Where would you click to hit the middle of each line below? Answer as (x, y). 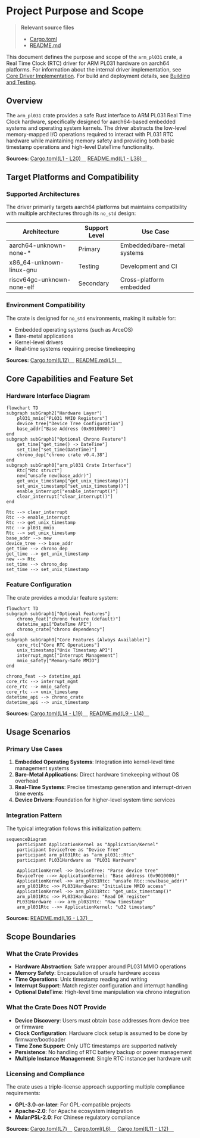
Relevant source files (47, 27)
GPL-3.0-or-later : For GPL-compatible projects (73, 1104)
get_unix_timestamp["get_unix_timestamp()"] (73, 481)
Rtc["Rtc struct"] (40, 471)
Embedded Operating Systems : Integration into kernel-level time (95, 762)
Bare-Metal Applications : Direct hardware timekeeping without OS (97, 775)
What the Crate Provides (42, 954)
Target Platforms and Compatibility (73, 177)
